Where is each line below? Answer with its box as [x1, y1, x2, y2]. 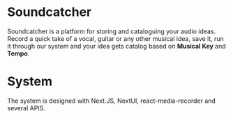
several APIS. [7, 103, 45, 112]
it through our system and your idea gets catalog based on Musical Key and [7, 42, 227, 50]
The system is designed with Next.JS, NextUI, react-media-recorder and [7, 96, 216, 105]
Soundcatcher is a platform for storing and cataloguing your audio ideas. [7, 27, 216, 35]
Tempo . [7, 49, 30, 58]
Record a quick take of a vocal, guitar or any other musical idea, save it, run [7, 34, 225, 42]
